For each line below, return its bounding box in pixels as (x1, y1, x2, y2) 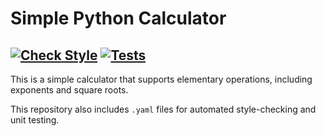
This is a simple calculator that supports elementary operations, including (10, 73, 313, 85)
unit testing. (10, 114, 60, 126)
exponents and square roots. (10, 84, 129, 96)
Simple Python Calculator (10, 7, 227, 30)
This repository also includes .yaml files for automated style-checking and (10, 103, 317, 115)
